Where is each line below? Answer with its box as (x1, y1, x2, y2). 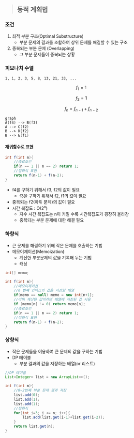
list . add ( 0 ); (14, 392, 40, 397)
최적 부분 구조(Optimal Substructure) (12, 33, 84, 39)
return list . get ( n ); (14, 424, 55, 429)
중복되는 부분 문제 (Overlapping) (12, 45, 75, 51)
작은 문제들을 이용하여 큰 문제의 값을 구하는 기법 (12, 348, 103, 354)
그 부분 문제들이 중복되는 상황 (19, 51, 75, 57)
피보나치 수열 (5, 64, 34, 71)
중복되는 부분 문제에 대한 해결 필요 (19, 217, 84, 223)
